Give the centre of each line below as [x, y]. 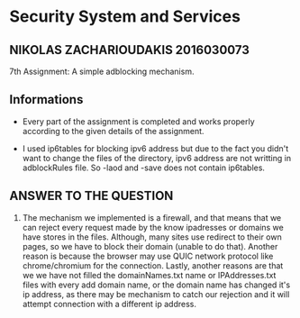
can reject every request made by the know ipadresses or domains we [153, 227]
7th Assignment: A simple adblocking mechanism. [102, 71]
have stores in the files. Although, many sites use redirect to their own [152, 237]
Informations [46, 100]
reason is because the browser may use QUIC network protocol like [148, 256]
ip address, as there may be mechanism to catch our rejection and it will [156, 294]
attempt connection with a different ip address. [109, 304]
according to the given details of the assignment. [113, 131]
